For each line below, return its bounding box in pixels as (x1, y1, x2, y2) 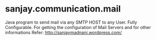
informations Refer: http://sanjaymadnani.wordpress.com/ (5, 29, 122, 35)
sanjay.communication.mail (5, 3, 121, 14)
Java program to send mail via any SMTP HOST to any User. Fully (5, 19, 137, 25)
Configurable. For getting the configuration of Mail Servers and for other (5, 24, 151, 30)
